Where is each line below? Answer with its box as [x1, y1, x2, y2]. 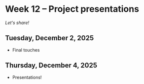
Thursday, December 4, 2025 [5, 61, 98, 70]
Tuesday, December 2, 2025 [5, 34, 94, 42]
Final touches [12, 47, 40, 53]
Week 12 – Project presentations [5, 3, 140, 15]
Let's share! [5, 20, 30, 26]
